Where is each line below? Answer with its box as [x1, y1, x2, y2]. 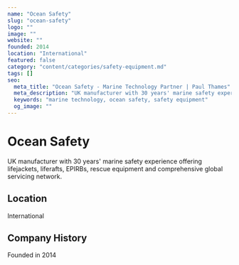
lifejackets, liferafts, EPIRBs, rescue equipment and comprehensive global [7, 164, 223, 173]
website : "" [7, 37, 43, 44]
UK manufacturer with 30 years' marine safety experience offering [7, 157, 203, 166]
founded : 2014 [7, 43, 50, 50]
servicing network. [7, 172, 63, 180]
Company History [7, 232, 87, 244]
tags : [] [7, 70, 33, 77]
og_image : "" [14, 103, 53, 110]
